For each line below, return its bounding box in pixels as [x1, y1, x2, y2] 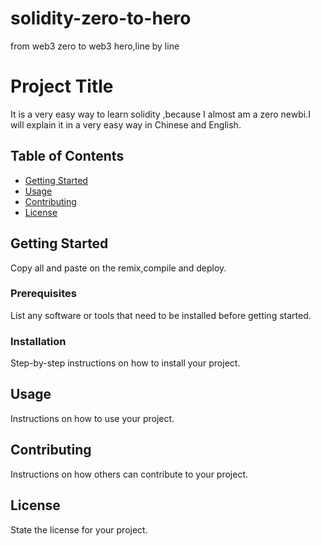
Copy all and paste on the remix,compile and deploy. [10, 262, 227, 274]
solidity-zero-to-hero [10, 7, 192, 30]
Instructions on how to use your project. [10, 412, 175, 424]
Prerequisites [10, 287, 77, 301]
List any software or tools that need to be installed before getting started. [10, 309, 312, 321]
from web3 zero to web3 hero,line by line [10, 40, 180, 52]
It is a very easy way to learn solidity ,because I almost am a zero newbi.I [10, 108, 311, 120]
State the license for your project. [10, 523, 148, 536]
